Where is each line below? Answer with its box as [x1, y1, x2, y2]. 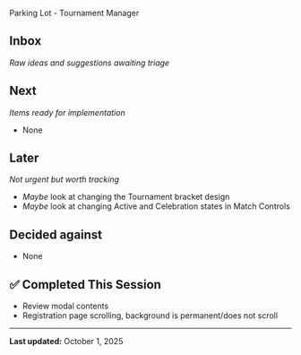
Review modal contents [21, 300, 109, 312]
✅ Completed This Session [9, 277, 161, 292]
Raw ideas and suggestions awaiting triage [9, 57, 170, 68]
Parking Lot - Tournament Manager [9, 8, 140, 18]
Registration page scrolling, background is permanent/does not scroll [21, 310, 279, 321]
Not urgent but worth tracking [9, 174, 119, 185]
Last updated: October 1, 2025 [9, 336, 124, 347]
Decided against [9, 227, 103, 242]
